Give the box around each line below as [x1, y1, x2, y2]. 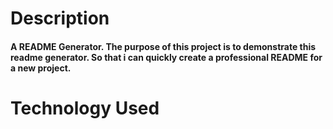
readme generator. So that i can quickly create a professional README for [10, 51, 323, 63]
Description [10, 7, 110, 30]
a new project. [10, 62, 72, 74]
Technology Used [10, 97, 160, 119]
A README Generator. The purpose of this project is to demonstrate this [10, 40, 317, 52]
